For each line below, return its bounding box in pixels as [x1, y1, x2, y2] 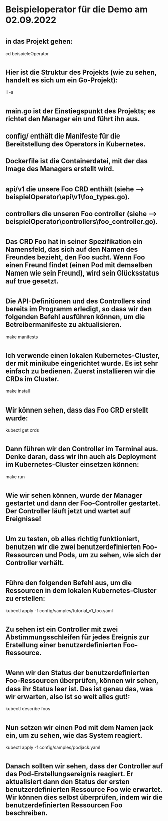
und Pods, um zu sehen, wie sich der [45, 551, 162, 559]
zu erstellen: [5, 594, 45, 603]
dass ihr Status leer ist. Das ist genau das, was [5, 684, 153, 693]
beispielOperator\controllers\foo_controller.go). [5, 217, 158, 226]
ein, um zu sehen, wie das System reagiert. [5, 731, 143, 740]
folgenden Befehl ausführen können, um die [5, 313, 145, 321]
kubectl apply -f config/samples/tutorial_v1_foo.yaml [5, 607, 113, 613]
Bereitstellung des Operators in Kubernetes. [5, 140, 146, 148]
